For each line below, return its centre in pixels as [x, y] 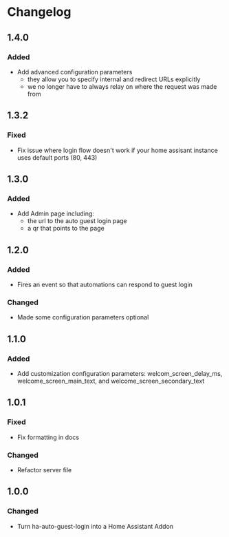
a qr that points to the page [66, 229]
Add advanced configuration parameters [75, 72]
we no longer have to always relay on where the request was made [122, 86]
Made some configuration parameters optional [83, 317]
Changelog [39, 12]
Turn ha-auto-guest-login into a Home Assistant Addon [95, 526]
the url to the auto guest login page [77, 221]
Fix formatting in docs [48, 437]
